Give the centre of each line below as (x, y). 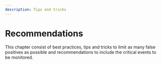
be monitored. (19, 57)
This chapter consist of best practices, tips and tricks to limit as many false (80, 47)
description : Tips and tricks (36, 9)
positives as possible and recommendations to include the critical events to (81, 52)
